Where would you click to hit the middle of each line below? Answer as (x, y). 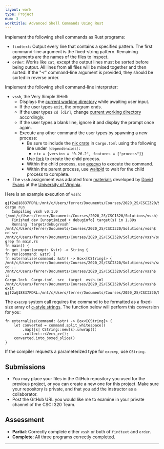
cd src (12, 233)
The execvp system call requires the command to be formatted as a (72, 302)
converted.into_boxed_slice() (45, 338)
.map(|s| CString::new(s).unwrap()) (60, 330)
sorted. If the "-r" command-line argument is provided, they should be (83, 72)
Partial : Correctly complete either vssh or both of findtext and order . (82, 431)
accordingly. (32, 117)
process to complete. (48, 174)
